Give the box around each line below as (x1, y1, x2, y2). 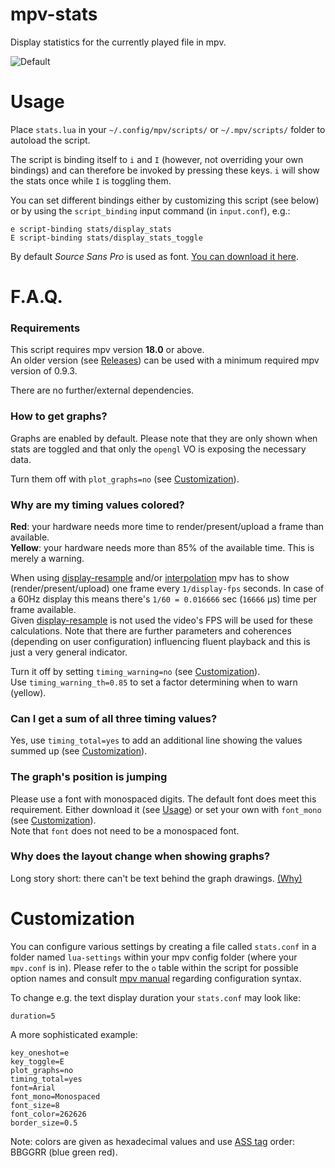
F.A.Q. (10, 286, 63, 308)
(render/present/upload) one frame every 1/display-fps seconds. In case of (10, 582, 325, 594)
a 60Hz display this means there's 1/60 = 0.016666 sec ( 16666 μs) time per (10, 593, 317, 605)
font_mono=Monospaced (10, 1091, 101, 1102)
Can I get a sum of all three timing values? (10, 711, 218, 725)
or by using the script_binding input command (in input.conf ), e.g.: (10, 204, 291, 217)
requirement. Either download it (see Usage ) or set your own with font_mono (10, 803, 322, 815)
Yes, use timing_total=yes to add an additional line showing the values (10, 734, 303, 747)
